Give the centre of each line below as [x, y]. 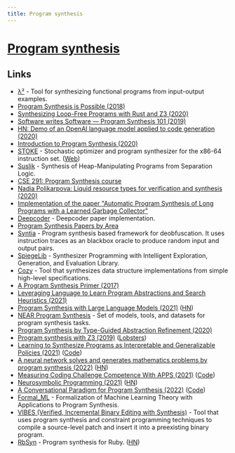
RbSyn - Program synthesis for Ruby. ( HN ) [79, 442]
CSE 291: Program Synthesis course [69, 180]
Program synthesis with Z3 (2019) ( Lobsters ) [82, 337]
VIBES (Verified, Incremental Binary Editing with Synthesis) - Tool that [118, 412]
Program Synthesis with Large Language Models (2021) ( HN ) [106, 308]
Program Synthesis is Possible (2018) [71, 106]
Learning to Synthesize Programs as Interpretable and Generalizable [116, 345]
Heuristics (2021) [42, 300]
